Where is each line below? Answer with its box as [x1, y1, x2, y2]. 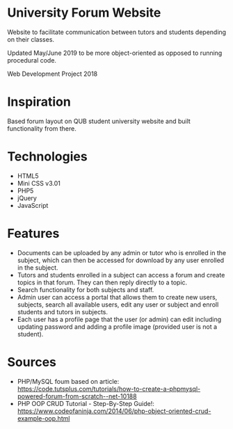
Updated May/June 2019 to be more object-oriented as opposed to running [7, 49, 223, 57]
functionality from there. [7, 124, 77, 133]
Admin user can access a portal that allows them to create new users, [17, 293, 218, 301]
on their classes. [7, 35, 54, 43]
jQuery [17, 193, 37, 202]
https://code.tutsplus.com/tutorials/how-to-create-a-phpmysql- [17, 385, 200, 393]
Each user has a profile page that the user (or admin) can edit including [17, 315, 222, 323]
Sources [7, 354, 57, 370]
